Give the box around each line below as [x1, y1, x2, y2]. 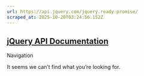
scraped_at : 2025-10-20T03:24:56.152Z [7, 14, 103, 20]
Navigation [7, 52, 33, 59]
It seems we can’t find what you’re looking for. [7, 64, 121, 71]
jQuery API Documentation [7, 36, 109, 46]
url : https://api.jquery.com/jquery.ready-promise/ [7, 8, 138, 15]
